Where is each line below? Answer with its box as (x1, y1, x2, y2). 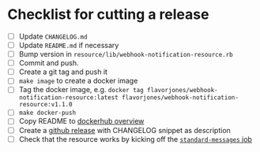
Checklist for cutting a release (7, 6, 209, 24)
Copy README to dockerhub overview (18, 117, 145, 126)
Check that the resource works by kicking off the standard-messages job (18, 134, 252, 143)
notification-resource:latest (18, 94, 119, 102)
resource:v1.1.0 (18, 101, 73, 109)
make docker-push (18, 109, 77, 117)
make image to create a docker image (18, 76, 138, 86)
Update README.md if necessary (18, 41, 119, 50)
